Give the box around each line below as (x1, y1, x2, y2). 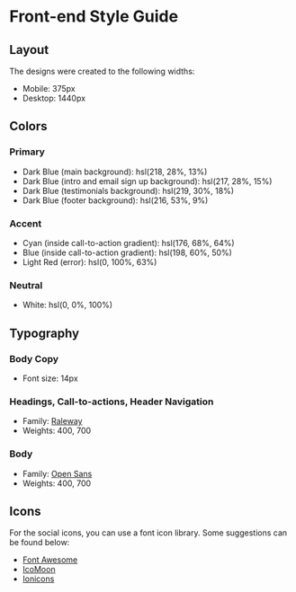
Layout (9, 42, 49, 57)
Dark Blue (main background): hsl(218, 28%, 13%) (22, 166, 208, 177)
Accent (9, 217, 42, 230)
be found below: (9, 537, 70, 548)
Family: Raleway (22, 416, 83, 427)
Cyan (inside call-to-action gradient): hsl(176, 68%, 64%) (22, 237, 236, 248)
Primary (9, 146, 45, 158)
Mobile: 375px (22, 84, 76, 93)
